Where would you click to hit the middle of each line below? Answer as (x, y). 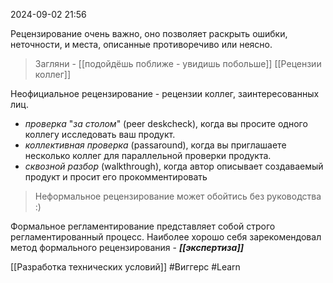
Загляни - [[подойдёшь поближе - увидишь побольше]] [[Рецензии (178, 63)
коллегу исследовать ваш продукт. (100, 134)
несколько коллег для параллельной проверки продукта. (148, 155)
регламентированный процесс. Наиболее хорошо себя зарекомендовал (166, 237)
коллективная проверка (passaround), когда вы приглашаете (155, 145)
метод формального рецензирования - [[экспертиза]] (127, 247)
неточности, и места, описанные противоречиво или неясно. (141, 44)
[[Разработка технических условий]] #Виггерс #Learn (125, 267)
